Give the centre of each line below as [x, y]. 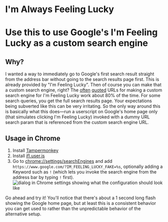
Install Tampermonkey [35, 150]
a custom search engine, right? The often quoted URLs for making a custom [84, 90]
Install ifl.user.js [29, 156]
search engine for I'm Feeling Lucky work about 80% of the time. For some [83, 96]
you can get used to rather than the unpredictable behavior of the [73, 209]
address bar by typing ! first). [43, 177]
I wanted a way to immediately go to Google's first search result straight [80, 74]
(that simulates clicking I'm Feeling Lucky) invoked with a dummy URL [77, 117]
